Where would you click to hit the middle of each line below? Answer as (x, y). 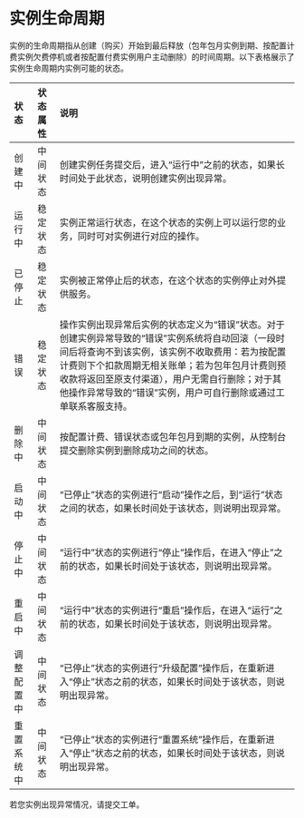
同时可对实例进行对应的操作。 (141, 236)
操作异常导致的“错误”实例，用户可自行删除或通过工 (176, 393)
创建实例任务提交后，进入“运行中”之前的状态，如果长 (172, 164)
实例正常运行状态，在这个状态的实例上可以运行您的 (168, 222)
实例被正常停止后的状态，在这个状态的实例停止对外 (168, 280)
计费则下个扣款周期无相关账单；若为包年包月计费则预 (173, 365)
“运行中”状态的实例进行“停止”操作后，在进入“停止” (166, 552)
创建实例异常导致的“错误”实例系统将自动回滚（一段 (167, 338)
